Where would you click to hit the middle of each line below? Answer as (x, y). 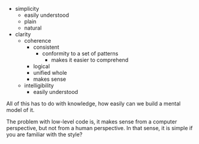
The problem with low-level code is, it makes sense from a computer (92, 122)
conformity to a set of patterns (80, 53)
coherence (38, 41)
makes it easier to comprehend (90, 60)
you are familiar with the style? (44, 134)
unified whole (50, 73)
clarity (23, 34)
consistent (46, 47)
